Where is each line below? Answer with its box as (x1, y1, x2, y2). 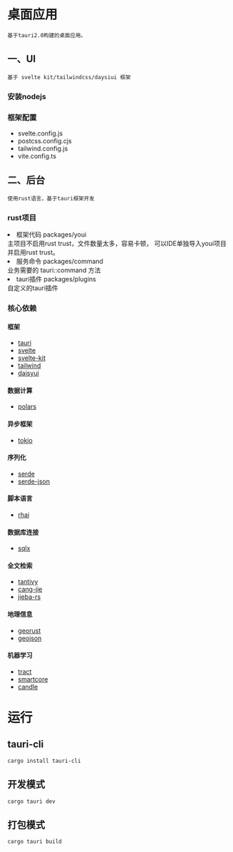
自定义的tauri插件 (7, 284, 58, 292)
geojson (17, 634, 42, 642)
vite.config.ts (17, 151, 57, 160)
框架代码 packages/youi (16, 230, 87, 239)
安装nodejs (7, 91, 46, 101)
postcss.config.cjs (17, 136, 73, 145)
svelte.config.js (17, 129, 63, 138)
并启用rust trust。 (7, 248, 59, 257)
